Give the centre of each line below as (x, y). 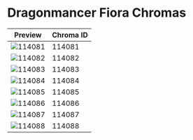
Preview (28, 35)
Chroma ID (70, 35)
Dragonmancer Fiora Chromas (97, 13)
